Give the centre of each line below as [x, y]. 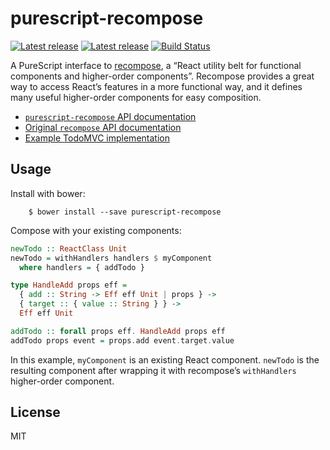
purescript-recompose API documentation [110, 116]
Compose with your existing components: [96, 230]
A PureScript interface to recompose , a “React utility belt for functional [156, 65]
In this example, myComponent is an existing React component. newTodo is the [165, 359]
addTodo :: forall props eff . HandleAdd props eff [118, 331]
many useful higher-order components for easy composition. [136, 97]
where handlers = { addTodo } [82, 267]
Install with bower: [48, 193]
